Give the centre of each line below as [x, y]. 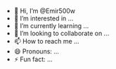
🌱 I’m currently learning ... [51, 26]
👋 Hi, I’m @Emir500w [45, 11]
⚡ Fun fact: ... [33, 59]
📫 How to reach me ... [46, 41]
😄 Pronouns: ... [37, 51]
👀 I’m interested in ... [44, 18]
